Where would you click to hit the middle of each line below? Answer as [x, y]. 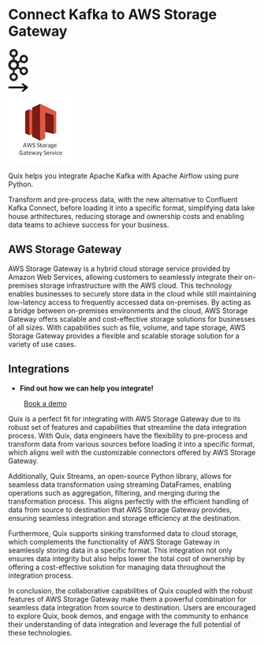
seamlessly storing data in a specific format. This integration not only [120, 550]
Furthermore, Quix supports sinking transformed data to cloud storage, [123, 533]
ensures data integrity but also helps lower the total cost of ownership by [127, 558]
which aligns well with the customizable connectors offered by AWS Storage [132, 452]
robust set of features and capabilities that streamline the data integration [127, 427]
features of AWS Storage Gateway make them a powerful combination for [127, 599]
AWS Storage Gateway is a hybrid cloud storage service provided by [119, 268]
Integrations [39, 369]
